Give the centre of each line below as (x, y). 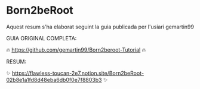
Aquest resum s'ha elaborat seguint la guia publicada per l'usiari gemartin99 (100, 27)
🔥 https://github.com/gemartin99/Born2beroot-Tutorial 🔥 (76, 50)
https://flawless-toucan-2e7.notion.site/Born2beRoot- (78, 73)
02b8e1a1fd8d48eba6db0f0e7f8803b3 (54, 80)
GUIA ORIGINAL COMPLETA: (41, 38)
